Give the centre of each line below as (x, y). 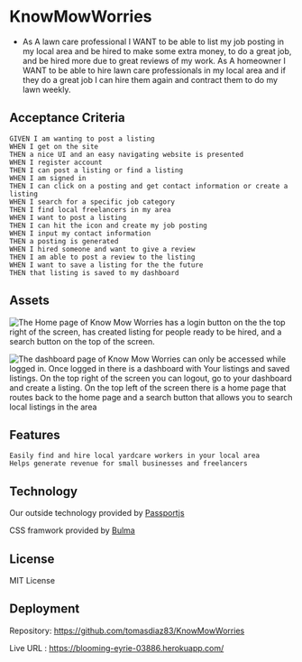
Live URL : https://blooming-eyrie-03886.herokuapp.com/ (117, 648)
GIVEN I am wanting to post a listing (82, 138)
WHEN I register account (56, 162)
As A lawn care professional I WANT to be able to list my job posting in (153, 41)
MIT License (32, 580)
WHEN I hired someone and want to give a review (102, 249)
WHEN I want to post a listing (68, 217)
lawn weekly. (46, 89)
